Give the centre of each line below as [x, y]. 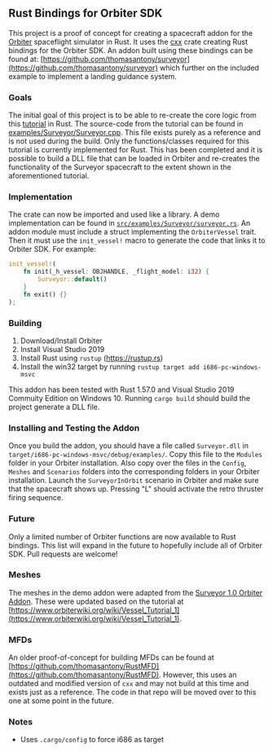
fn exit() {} [45, 294]
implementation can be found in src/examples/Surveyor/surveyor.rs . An [130, 223]
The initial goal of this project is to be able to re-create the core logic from [132, 115]
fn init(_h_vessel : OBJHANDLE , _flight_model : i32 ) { [116, 272]
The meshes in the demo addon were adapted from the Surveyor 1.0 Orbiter [136, 592]
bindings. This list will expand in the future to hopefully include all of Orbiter [135, 545]
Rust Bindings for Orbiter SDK [86, 13]
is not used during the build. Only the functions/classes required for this [129, 141]
